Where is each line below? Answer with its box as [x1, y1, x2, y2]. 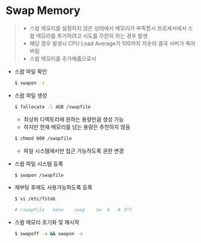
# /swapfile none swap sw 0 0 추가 [14, 207, 132, 213]
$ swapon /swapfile [14, 172, 64, 178]
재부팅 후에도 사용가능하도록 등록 [14, 183, 93, 191]
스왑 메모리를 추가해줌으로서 [29, 55, 96, 62]
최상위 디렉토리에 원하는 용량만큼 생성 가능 [23, 115, 125, 123]
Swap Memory [5, 4, 81, 18]
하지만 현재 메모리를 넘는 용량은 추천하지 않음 [23, 123, 131, 131]
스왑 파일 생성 [14, 92, 47, 99]
